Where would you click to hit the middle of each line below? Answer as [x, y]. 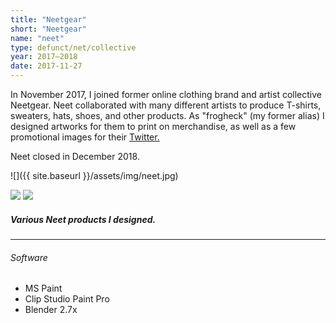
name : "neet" [37, 38]
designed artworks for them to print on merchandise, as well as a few [153, 126]
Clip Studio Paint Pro [67, 299]
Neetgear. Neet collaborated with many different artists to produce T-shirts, [166, 105]
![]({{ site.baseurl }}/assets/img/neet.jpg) [94, 175]
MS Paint [43, 288]
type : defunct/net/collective [73, 47]
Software [29, 257]
